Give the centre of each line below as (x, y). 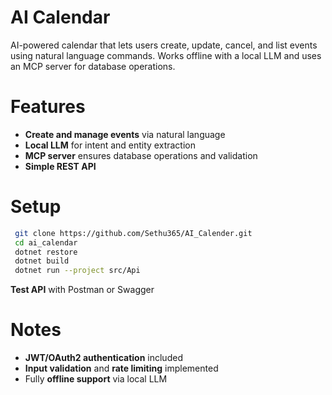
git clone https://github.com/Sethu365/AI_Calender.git (133, 233)
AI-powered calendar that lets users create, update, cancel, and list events (164, 45)
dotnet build (42, 261)
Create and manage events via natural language (125, 134)
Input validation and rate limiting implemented (121, 368)
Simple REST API (60, 166)
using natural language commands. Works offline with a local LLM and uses (166, 55)
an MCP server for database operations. (93, 66)
